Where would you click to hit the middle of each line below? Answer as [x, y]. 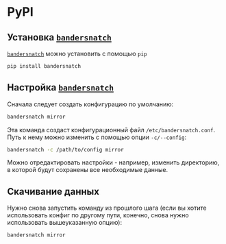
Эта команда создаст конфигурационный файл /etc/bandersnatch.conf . [111, 130]
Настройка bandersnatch [61, 87]
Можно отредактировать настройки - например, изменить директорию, [113, 162]
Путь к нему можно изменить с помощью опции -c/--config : [97, 137]
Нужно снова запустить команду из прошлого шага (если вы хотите [107, 208]
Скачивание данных [53, 192]
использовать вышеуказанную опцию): [64, 223]
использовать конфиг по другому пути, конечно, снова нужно [98, 215]
